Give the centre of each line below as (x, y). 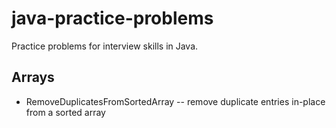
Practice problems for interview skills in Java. (105, 46)
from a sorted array (65, 112)
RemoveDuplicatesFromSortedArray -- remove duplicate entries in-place (175, 101)
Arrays (33, 77)
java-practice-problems (112, 18)
